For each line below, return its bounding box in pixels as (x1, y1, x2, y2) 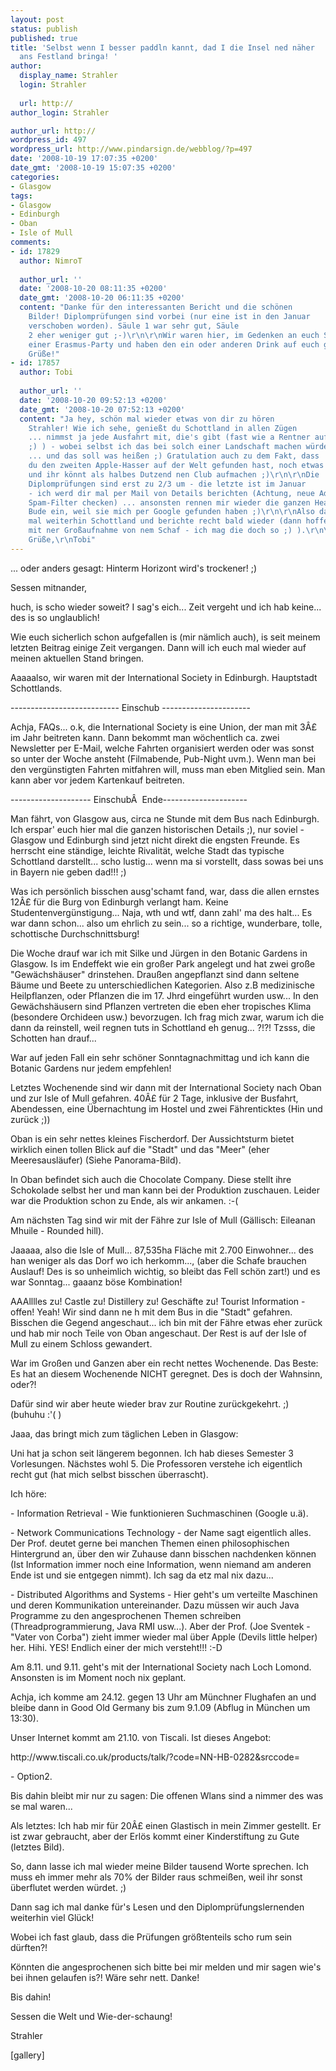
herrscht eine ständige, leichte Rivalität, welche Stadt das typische (10, 844, 285, 856)
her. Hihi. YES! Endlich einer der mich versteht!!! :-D (10, 1641, 223, 1653)
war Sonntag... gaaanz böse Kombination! (10, 1276, 183, 1288)
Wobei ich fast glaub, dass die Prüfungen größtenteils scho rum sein (10, 1931, 293, 1943)
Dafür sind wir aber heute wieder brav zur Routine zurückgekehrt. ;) (10, 1397, 290, 1410)
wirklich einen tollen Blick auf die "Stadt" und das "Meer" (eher (10, 1143, 270, 1155)
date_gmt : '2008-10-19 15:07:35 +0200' (10, 163, 177, 173)
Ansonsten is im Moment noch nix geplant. (10, 1671, 187, 1683)
